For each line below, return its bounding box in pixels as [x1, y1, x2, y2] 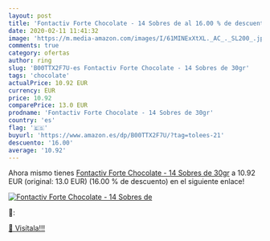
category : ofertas [8, 49, 70, 57]
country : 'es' [8, 116, 56, 125]
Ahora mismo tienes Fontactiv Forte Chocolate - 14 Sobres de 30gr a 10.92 [8, 168, 256, 178]
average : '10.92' [8, 146, 67, 154]
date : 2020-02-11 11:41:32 [8, 27, 99, 35]
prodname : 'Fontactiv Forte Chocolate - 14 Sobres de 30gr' [8, 109, 215, 117]
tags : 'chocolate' [8, 71, 70, 80]
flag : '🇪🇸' [8, 124, 48, 132]
